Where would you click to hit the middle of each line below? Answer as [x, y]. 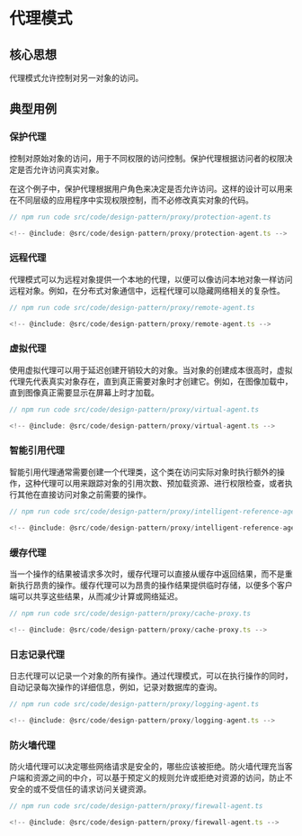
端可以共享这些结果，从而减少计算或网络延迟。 [96, 596]
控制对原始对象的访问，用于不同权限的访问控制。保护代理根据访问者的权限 [147, 158]
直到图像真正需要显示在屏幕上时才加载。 [84, 392]
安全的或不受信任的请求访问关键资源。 [80, 788]
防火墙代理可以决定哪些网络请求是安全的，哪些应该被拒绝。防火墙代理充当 [147, 766]
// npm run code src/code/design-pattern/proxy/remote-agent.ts [132, 307]
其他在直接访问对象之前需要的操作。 [84, 494]
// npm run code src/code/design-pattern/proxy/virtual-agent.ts [134, 409]
